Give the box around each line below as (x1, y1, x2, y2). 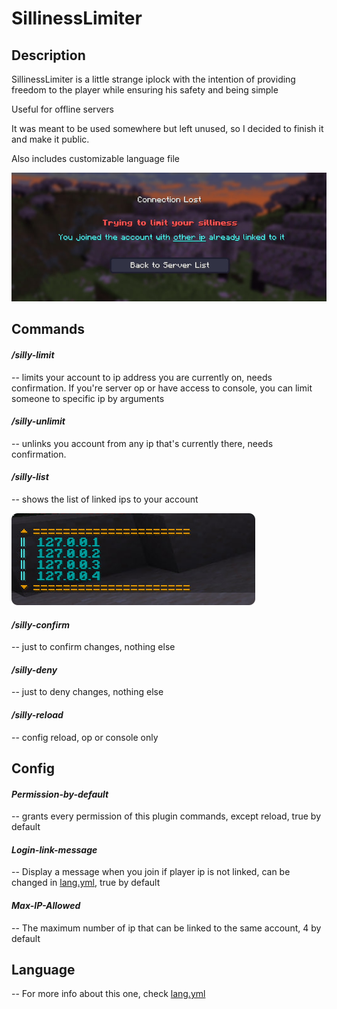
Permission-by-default (11, 788, 109, 800)
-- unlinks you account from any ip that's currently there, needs (11, 437, 274, 449)
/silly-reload (11, 708, 64, 721)
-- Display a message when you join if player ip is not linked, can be (11, 866, 291, 878)
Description (11, 47, 86, 64)
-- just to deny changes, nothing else (11, 686, 164, 698)
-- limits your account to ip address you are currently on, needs (11, 371, 273, 383)
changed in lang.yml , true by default (11, 877, 161, 889)
